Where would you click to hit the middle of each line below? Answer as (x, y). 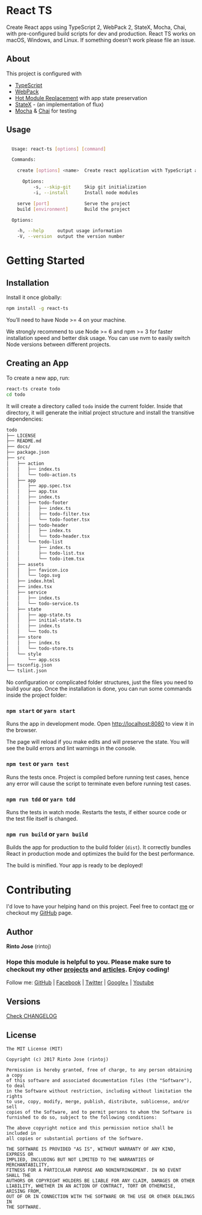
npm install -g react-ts (37, 309)
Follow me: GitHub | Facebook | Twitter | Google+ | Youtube (80, 982)
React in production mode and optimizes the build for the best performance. (100, 854)
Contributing (39, 890)
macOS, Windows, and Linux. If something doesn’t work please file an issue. (101, 40)
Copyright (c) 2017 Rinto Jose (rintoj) (58, 1059)
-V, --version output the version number (71, 237)
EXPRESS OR (20, 1154)
